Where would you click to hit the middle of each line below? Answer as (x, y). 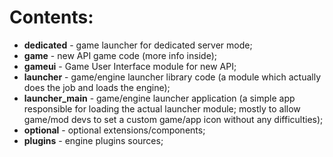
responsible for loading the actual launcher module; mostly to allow (162, 108)
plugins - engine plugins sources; (93, 140)
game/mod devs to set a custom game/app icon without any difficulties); (173, 119)
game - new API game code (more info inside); (120, 55)
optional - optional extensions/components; (114, 130)
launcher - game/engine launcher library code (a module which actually (172, 77)
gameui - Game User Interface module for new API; (130, 66)
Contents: (51, 17)
